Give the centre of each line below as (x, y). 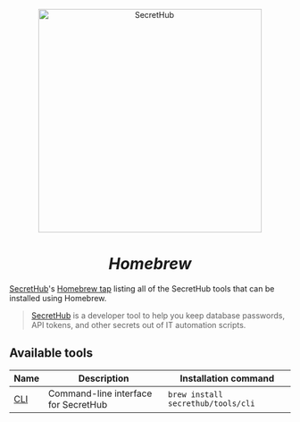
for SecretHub (78, 404)
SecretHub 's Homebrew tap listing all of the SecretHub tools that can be (142, 288)
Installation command (227, 378)
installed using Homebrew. (58, 298)
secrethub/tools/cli (212, 403)
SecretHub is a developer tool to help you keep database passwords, (158, 315)
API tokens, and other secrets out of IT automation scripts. (138, 325)
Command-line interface (100, 393)
